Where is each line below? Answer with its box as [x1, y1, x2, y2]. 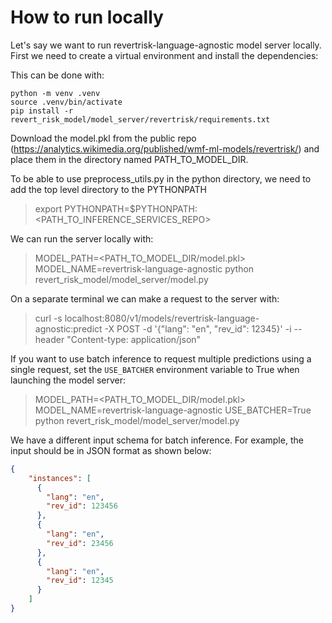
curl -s [34, 312, 63, 324]
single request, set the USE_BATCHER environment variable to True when [10, 363, 300, 375]
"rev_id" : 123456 [46, 501, 118, 511]
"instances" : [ [28, 473, 92, 483]
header [34, 333, 65, 345]
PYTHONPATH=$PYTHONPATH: [64, 202, 198, 215]
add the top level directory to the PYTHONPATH [10, 183, 207, 195]
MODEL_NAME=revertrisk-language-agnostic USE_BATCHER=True [34, 404, 312, 416]
